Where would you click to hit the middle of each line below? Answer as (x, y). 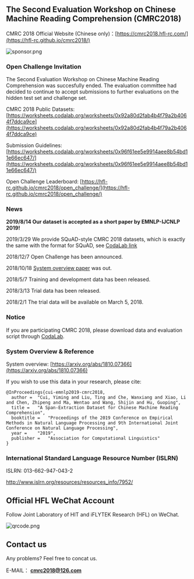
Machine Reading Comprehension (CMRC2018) (94, 19)
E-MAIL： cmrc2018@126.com (44, 570)
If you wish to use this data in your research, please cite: (74, 382)
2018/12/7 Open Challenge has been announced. (65, 257)
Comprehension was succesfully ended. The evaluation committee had (91, 86)
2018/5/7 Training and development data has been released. (78, 279)
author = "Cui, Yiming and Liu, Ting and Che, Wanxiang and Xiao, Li (99, 397)
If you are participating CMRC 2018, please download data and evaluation (94, 330)
